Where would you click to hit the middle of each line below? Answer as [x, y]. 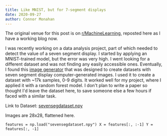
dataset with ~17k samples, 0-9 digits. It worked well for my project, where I [83, 80]
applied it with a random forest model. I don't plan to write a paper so [76, 85]
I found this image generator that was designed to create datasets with [78, 69]
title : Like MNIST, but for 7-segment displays [56, 10]
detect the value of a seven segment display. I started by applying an [76, 53]
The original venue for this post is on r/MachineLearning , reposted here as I [83, 33]
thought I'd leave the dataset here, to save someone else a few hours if [78, 91]
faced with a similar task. [31, 96]
